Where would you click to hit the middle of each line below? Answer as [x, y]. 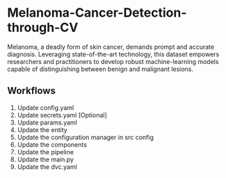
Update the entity [42, 129]
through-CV [43, 27]
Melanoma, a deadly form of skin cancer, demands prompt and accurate [111, 47]
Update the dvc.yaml [47, 167]
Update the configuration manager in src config [86, 137]
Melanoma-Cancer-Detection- [97, 13]
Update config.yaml [46, 107]
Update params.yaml [47, 122]
